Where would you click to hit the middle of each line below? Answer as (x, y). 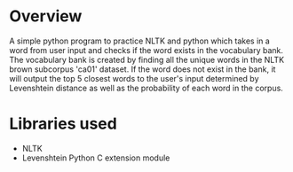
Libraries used (63, 124)
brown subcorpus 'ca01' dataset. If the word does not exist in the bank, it (143, 69)
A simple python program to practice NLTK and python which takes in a (140, 41)
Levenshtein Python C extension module (96, 158)
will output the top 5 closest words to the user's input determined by (134, 78)
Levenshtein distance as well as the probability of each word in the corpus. (146, 88)
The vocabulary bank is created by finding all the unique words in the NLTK (147, 59)
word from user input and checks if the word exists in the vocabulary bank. (146, 50)
